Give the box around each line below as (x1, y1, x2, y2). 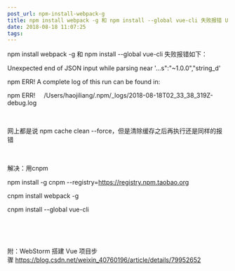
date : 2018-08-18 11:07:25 (7, 23, 86, 30)
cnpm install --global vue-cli (7, 205, 89, 214)
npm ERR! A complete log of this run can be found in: (7, 78, 161, 86)
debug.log (7, 99, 37, 107)
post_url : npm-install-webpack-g (7, 10, 105, 18)
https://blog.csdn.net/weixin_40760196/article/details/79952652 (15, 256, 201, 264)
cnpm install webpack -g (7, 192, 79, 200)
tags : (7, 29, 23, 37)
